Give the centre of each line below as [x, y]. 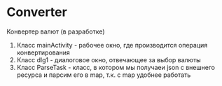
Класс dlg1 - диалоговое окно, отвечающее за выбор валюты [109, 59]
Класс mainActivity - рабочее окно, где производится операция [112, 45]
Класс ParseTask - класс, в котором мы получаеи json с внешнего [116, 67]
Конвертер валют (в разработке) [56, 31]
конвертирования [43, 52]
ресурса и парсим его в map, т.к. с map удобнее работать [104, 75]
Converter [37, 12]
